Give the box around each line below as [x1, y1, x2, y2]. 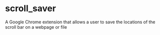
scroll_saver [5, 3, 56, 14]
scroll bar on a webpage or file [5, 24, 67, 30]
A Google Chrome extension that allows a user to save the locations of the [5, 19, 156, 25]
